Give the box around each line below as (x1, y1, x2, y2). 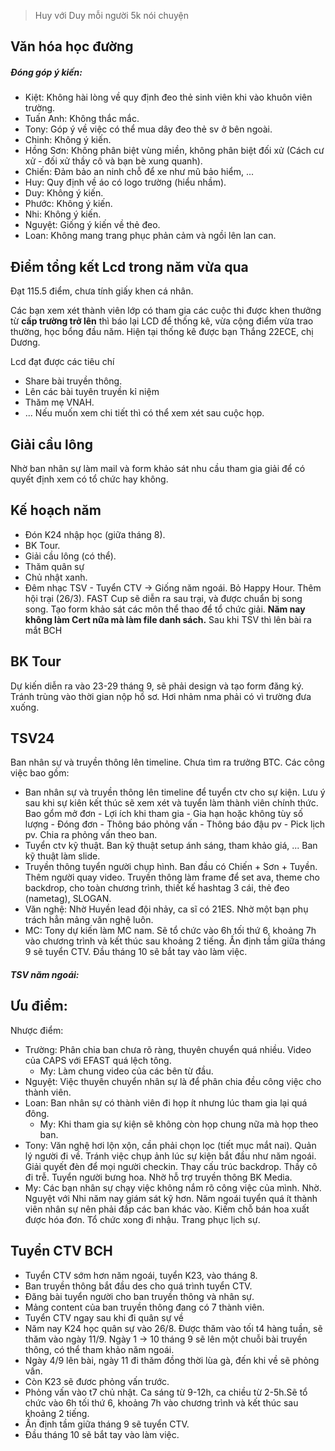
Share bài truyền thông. (24, 375, 123, 387)
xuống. (10, 701, 40, 713)
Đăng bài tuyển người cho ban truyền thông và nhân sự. (24, 1290, 255, 1302)
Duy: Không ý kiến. (24, 187, 104, 199)
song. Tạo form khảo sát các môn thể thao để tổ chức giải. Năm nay (24, 603, 306, 615)
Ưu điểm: (10, 998, 68, 1015)
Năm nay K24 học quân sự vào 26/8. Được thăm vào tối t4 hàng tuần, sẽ (24, 1322, 323, 1334)
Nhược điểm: (10, 1024, 64, 1036)
